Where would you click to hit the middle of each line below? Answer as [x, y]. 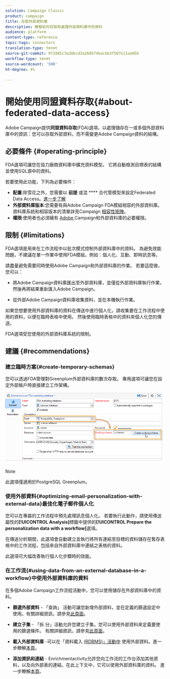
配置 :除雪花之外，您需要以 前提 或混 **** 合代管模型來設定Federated [84, 192]
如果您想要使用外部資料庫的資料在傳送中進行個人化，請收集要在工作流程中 [83, 310]
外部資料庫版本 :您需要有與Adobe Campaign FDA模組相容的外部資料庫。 [87, 205]
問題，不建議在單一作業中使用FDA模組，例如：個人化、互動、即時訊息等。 [83, 254]
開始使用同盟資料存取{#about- [69, 102]
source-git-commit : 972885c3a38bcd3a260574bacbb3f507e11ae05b [72, 53]
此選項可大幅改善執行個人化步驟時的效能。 [50, 556]
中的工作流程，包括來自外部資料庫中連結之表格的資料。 [67, 545]
